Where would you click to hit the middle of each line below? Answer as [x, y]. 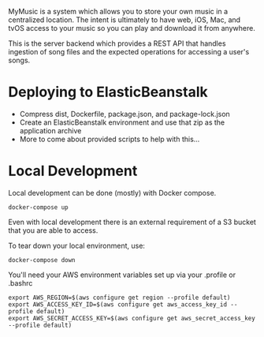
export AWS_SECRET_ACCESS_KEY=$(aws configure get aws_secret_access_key [132, 318]
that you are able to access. [53, 230]
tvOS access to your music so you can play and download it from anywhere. [132, 28]
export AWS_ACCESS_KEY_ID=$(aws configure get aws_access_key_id [117, 304]
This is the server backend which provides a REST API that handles [117, 43]
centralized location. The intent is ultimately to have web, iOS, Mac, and [125, 20]
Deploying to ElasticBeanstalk [108, 92]
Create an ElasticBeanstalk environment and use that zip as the [122, 122]
